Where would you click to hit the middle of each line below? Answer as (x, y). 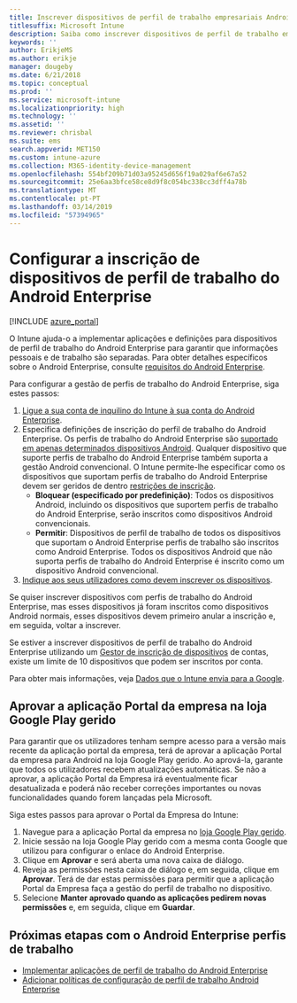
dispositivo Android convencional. (97, 570)
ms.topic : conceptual (49, 83)
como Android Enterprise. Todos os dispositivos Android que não (154, 551)
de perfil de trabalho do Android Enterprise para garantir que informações (144, 347)
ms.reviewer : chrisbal (51, 133)
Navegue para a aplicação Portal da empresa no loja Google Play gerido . (154, 832)
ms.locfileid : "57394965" (57, 215)
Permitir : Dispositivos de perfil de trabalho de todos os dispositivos (158, 533)
